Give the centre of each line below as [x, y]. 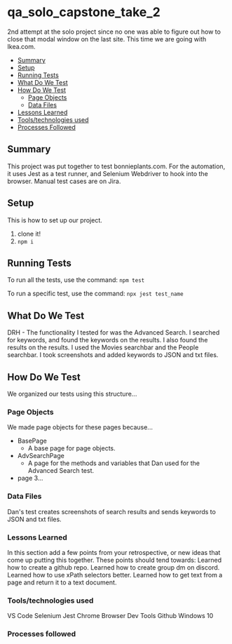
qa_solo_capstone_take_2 [84, 12]
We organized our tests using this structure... [72, 394]
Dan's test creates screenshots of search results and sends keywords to [111, 511]
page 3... [30, 478]
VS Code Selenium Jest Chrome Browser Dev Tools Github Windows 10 [110, 616]
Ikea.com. [22, 46]
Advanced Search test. [61, 471]
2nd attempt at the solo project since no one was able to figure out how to [114, 32]
